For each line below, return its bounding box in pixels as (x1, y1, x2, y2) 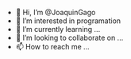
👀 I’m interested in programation (15, 16, 121, 26)
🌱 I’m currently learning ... (15, 25, 101, 33)
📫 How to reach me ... (15, 42, 90, 51)
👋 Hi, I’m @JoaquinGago (15, 8, 96, 17)
